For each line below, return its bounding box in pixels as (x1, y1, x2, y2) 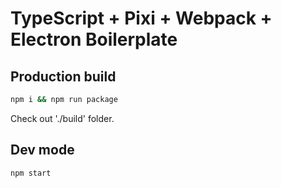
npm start (10, 168, 52, 178)
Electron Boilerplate (10, 28, 178, 51)
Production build (10, 68, 117, 85)
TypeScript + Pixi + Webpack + (10, 7, 273, 30)
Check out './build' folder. (10, 112, 115, 124)
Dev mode (10, 142, 75, 159)
